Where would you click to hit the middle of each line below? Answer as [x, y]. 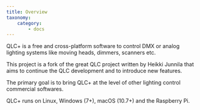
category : [30, 23]
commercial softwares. [35, 89]
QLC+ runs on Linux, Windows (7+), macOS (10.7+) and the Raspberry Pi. [98, 101]
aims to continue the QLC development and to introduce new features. [94, 71]
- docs [36, 29]
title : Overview [27, 12]
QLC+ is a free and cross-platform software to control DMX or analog [93, 46]
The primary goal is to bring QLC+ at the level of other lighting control [94, 83]
